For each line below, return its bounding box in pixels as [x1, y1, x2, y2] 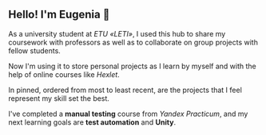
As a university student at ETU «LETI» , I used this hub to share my [8, 29, 226, 38]
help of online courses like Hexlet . [8, 69, 120, 79]
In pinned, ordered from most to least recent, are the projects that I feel [8, 85, 242, 94]
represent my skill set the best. [8, 93, 110, 103]
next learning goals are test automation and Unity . [8, 117, 177, 127]
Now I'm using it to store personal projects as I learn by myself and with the [8, 61, 257, 71]
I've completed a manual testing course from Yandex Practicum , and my [8, 109, 248, 118]
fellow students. [8, 45, 62, 56]
